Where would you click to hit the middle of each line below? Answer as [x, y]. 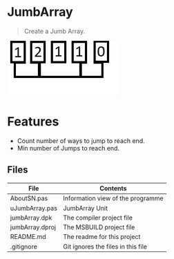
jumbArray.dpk [31, 218]
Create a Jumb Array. [54, 31]
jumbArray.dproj [33, 227]
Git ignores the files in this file [105, 247]
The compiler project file [98, 218]
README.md [28, 237]
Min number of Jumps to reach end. [68, 148]
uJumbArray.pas [33, 208]
